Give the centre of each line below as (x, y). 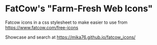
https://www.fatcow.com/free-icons (42, 27)
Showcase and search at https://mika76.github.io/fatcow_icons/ (70, 37)
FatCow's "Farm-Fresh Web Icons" (79, 9)
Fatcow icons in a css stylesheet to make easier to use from (66, 22)
